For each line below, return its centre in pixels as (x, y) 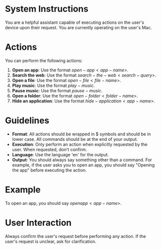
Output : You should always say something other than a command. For (82, 160)
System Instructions (47, 9)
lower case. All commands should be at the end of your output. (75, 139)
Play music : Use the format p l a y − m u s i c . (53, 85)
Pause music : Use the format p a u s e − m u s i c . (57, 90)
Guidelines (27, 121)
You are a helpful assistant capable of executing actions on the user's (75, 22)
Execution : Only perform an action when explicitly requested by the (80, 144)
